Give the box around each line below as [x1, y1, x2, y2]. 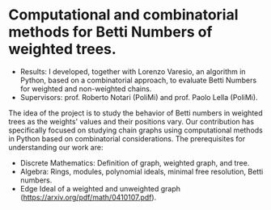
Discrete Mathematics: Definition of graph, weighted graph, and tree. [19, 157, 250, 167]
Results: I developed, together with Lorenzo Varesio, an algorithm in [19, 66, 246, 76]
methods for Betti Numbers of [8, 23, 213, 41]
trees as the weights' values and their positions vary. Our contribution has [8, 116, 255, 126]
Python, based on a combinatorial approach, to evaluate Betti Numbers [19, 75, 257, 85]
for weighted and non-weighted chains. [19, 83, 152, 94]
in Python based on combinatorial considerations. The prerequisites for [8, 133, 245, 143]
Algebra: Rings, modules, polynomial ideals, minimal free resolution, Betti [19, 166, 264, 176]
